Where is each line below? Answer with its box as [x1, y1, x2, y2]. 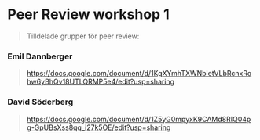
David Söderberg [7, 96, 74, 107]
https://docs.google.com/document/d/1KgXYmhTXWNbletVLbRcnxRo [26, 69, 252, 78]
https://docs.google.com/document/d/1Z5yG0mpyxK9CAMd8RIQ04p [26, 114, 251, 124]
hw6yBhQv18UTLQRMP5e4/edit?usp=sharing [26, 77, 174, 87]
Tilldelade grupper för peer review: [26, 31, 140, 41]
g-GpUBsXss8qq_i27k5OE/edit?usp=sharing [26, 123, 171, 132]
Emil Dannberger [7, 51, 73, 62]
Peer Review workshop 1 [7, 5, 170, 23]
